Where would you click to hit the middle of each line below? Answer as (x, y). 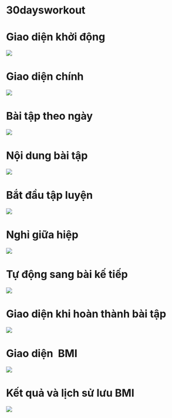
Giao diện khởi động (56, 37)
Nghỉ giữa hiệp (42, 235)
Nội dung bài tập (47, 156)
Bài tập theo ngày (49, 116)
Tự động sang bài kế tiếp (67, 274)
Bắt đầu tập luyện (50, 196)
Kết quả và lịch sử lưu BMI (70, 393)
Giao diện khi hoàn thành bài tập (86, 314)
